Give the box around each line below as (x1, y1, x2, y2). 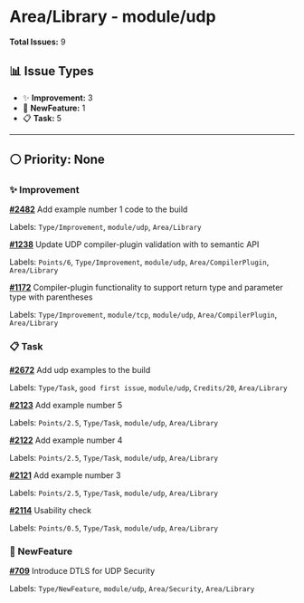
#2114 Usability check (9, 504, 92, 515)
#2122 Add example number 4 (9, 435, 123, 445)
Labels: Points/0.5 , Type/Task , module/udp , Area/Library (9, 522, 219, 533)
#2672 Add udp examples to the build (9, 364, 151, 375)
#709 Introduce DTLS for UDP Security (9, 566, 156, 577)
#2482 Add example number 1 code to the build (9, 204, 188, 215)
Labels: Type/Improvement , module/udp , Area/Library (9, 222, 202, 233)
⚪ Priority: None (9, 152, 106, 167)
